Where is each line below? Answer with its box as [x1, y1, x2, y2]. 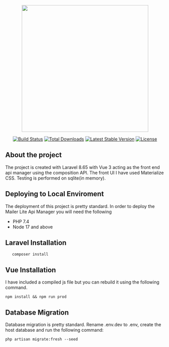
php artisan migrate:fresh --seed [5, 337, 78, 342]
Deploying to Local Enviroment [5, 190, 104, 198]
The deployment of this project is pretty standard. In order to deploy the [5, 203, 155, 209]
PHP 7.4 [12, 218, 29, 224]
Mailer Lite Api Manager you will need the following [5, 209, 112, 215]
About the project [5, 151, 62, 159]
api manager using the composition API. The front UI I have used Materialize [5, 169, 164, 176]
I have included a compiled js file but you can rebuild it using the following [5, 279, 159, 285]
